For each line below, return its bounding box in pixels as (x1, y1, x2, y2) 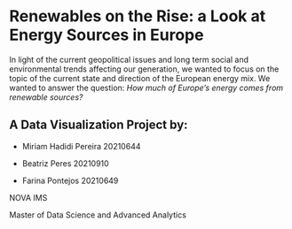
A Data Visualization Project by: (9, 118, 188, 133)
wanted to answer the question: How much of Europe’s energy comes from (9, 82, 284, 93)
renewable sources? (9, 91, 83, 103)
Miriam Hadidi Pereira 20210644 (21, 141, 141, 151)
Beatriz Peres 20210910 (21, 157, 109, 169)
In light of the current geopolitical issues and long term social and (9, 54, 249, 65)
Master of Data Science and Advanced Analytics (9, 210, 186, 220)
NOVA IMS (9, 192, 48, 202)
